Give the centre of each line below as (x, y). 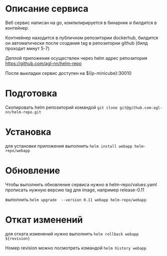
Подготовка (31, 94)
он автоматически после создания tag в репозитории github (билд (76, 43)
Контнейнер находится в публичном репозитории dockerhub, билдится (82, 38)
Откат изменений (44, 220)
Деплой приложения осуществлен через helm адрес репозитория (76, 58)
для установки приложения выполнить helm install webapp (69, 146)
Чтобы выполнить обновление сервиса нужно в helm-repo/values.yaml (81, 184)
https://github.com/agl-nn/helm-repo (43, 63)
